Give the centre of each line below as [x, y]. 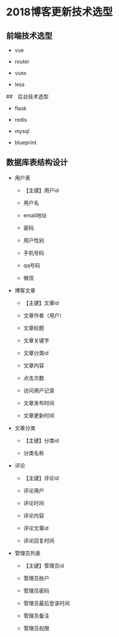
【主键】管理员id [44, 565]
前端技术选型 [29, 36]
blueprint [25, 142]
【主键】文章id [41, 303]
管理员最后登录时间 [47, 603]
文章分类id [36, 353]
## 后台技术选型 [27, 97]
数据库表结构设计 [37, 162]
